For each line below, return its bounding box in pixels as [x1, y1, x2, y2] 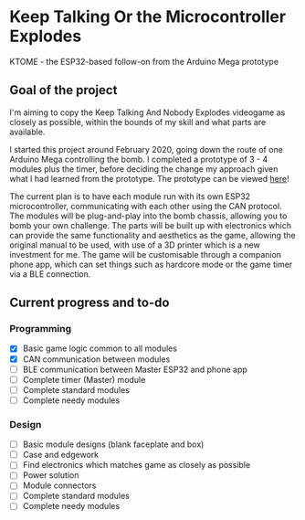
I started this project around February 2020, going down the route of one [9, 143, 283, 154]
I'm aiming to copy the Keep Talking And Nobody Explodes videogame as [9, 107, 286, 118]
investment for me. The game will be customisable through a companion [9, 249, 281, 260]
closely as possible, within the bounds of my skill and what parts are [9, 116, 267, 127]
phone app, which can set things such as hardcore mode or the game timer [9, 259, 293, 270]
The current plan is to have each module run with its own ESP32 [9, 190, 251, 202]
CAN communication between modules [22, 354, 171, 365]
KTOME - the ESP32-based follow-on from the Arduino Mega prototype [9, 56, 279, 67]
